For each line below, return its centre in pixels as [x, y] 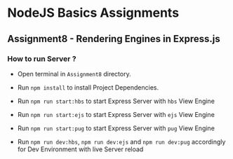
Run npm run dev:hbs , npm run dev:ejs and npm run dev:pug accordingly [121, 141]
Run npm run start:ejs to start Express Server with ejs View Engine [116, 114]
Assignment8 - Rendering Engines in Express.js [114, 39]
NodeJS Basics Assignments [93, 13]
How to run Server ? [42, 59]
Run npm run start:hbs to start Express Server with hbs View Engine [116, 101]
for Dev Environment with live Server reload [80, 149]
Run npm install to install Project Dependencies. [88, 87]
